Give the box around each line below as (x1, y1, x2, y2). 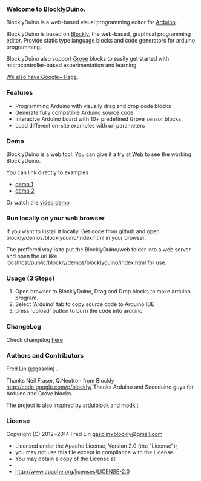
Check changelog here (6, 336, 64, 343)
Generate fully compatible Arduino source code (15, 109, 134, 116)
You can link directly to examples (6, 169, 89, 176)
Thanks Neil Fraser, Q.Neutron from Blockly (6, 377, 114, 384)
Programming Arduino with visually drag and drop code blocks (15, 102, 171, 109)
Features (6, 89, 33, 97)
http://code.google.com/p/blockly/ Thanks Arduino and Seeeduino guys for (6, 383, 194, 391)
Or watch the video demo (6, 199, 70, 206)
